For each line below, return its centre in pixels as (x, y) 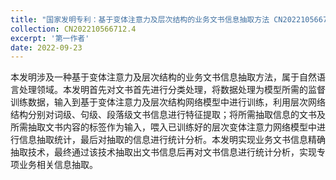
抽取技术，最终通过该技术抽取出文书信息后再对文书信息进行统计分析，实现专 (168, 152)
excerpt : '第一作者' (50, 38)
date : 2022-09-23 (46, 47)
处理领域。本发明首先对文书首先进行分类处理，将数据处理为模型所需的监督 (172, 90)
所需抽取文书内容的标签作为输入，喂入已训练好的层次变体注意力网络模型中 (163, 127)
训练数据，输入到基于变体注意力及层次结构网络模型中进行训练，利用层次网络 (168, 102)
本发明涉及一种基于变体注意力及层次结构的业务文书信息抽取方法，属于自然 (163, 77)
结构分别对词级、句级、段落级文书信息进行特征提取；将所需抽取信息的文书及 (168, 115)
